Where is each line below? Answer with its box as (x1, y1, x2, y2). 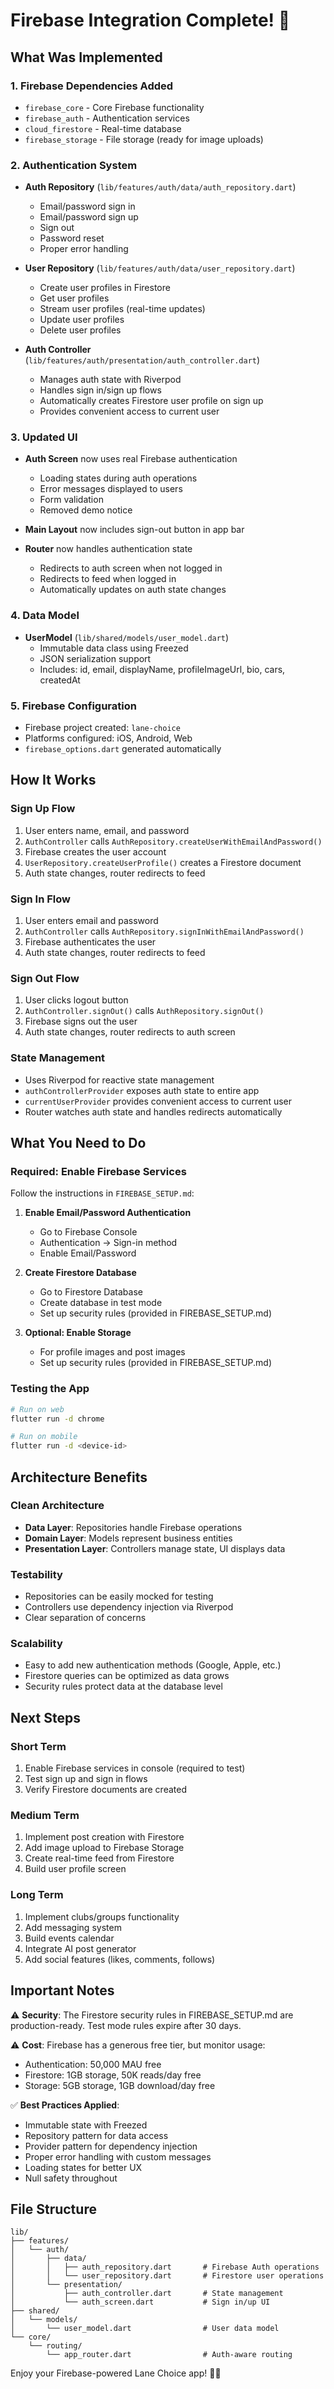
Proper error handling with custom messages (24, 2150, 212, 2163)
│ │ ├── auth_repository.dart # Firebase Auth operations (10, 2262, 320, 2273)
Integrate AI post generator (24, 1942, 137, 1954)
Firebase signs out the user (24, 1015, 138, 1028)
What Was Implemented (10, 49, 163, 66)
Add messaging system (24, 1921, 122, 1933)
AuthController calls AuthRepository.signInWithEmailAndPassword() (24, 925, 305, 938)
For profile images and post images (39, 1346, 186, 1358)
